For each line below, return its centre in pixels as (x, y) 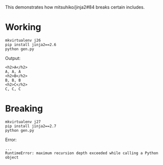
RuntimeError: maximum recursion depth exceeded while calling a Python (82, 153)
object (12, 157)
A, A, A (13, 71)
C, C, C (13, 89)
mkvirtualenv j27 (23, 122)
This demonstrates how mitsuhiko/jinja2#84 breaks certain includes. (75, 7)
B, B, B (13, 80)
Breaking (24, 109)
